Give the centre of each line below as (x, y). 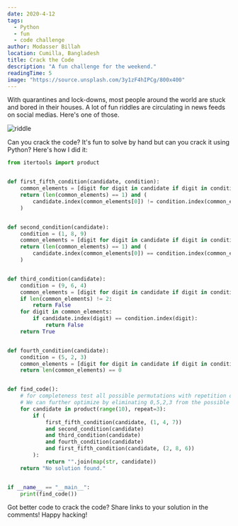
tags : (15, 21)
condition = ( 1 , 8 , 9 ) (53, 234)
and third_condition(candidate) (93, 435)
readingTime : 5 (30, 73)
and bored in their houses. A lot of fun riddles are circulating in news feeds (116, 108)
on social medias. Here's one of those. (63, 115)
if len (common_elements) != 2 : (66, 299)
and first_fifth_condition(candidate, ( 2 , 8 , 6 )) (120, 449)
